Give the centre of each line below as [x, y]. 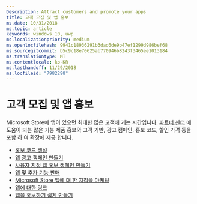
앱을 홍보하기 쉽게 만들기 [44, 195]
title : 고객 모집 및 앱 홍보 [38, 17]
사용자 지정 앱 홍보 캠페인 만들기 [53, 165]
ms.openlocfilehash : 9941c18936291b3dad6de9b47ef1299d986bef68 [87, 46]
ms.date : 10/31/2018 [32, 23]
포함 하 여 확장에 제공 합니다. [40, 137]
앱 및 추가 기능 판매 [37, 173]
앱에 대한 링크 [31, 188]
